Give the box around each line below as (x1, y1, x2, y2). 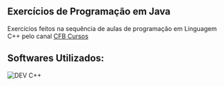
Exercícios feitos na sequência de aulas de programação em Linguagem (7, 24, 217, 32)
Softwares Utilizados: (7, 52, 105, 64)
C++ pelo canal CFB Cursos (7, 32, 89, 40)
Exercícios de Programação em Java (7, 6, 171, 18)
